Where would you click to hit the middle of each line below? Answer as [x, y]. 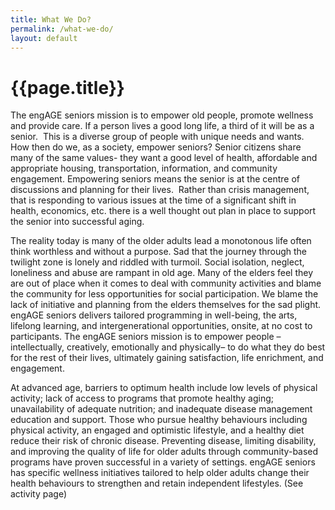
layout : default [44, 38]
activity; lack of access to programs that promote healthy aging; [142, 398]
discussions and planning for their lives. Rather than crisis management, [160, 190]
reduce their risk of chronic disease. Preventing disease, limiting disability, [163, 441]
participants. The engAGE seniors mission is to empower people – [146, 337]
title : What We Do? [51, 19]
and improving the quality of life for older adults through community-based [164, 452]
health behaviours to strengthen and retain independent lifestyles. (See [157, 483]
